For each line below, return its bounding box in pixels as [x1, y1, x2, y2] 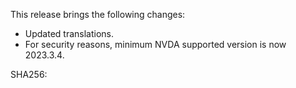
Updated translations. [24, 28, 115, 39]
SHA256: [10, 69, 48, 80]
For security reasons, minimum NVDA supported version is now [24, 39, 287, 50]
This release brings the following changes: [10, 9, 186, 20]
